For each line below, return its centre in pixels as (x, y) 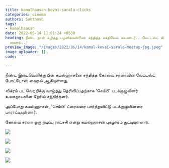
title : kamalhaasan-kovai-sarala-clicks (48, 10)
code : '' (14, 56)
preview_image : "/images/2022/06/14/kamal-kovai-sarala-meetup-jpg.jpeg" (84, 47)
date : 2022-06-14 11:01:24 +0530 (40, 33)
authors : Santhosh (24, 19)
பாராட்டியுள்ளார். (21, 112)
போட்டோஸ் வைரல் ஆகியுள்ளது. (37, 81)
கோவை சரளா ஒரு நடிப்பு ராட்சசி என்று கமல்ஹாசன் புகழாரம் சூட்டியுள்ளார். (77, 122)
